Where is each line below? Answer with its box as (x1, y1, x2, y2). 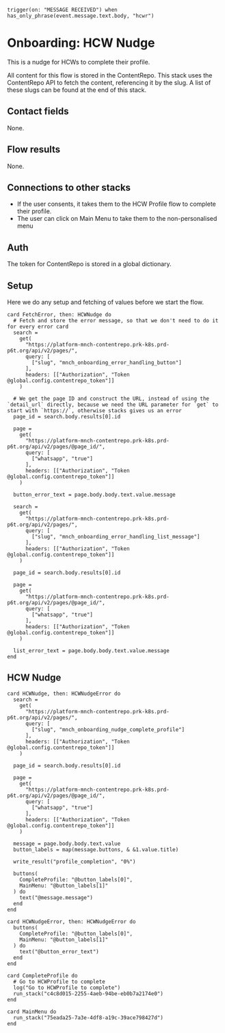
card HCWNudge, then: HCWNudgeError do (7, 690, 121, 697)
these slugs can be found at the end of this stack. (7, 86, 147, 94)
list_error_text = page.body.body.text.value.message (13, 648, 170, 654)
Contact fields (7, 106, 69, 117)
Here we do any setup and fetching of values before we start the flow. (7, 298, 204, 306)
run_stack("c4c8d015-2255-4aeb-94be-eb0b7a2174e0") (13, 990, 164, 997)
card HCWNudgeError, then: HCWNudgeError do (7, 918, 136, 925)
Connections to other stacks (7, 182, 131, 193)
